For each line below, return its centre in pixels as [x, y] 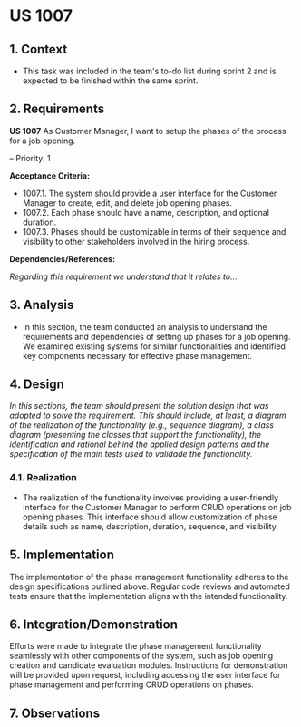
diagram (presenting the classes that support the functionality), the [135, 435]
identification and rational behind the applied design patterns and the [140, 444]
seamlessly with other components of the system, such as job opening [141, 656]
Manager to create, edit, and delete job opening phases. [127, 203]
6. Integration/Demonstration [94, 624]
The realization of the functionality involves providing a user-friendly [150, 497]
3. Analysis [42, 305]
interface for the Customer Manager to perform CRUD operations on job [157, 507]
